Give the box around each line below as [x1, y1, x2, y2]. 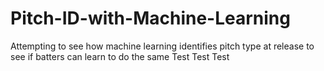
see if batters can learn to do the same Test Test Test [10, 50, 230, 62]
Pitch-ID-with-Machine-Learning [10, 7, 291, 30]
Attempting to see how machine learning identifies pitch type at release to [10, 40, 315, 52]
